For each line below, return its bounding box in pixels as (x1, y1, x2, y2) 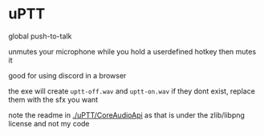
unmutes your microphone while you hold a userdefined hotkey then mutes (8, 46, 257, 56)
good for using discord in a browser (8, 70, 127, 80)
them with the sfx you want (8, 94, 99, 104)
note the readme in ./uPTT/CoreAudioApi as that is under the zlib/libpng (8, 110, 245, 120)
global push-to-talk (8, 31, 72, 41)
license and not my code (8, 118, 90, 128)
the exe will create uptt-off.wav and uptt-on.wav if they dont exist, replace (8, 86, 255, 96)
